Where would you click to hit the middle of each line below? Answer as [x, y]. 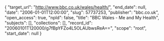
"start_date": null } [23, 33]
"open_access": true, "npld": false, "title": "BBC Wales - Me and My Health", [82, 18]
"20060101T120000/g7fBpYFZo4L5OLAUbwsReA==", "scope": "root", [76, 28]
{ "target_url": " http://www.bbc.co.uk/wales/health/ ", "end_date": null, [76, 7]
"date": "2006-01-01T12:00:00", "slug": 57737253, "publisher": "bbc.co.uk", [82, 12]
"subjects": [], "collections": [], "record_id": [49, 23]
